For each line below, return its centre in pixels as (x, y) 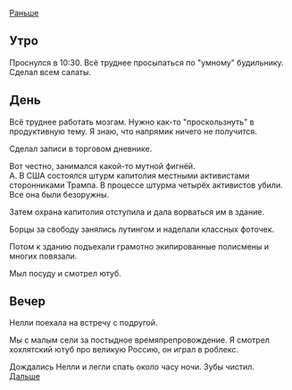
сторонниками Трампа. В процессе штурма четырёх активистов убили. (146, 185)
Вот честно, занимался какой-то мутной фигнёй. (102, 165)
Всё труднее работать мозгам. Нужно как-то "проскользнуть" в (132, 122)
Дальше (25, 377)
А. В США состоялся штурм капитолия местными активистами (129, 175)
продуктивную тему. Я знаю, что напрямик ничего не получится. (133, 131)
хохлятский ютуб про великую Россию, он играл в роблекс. (124, 350)
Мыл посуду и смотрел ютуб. (66, 273)
